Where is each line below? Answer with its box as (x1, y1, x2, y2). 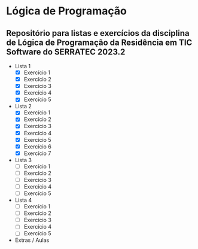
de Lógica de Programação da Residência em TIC (6, 37, 193, 47)
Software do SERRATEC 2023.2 (6, 47, 126, 57)
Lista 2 (14, 103, 32, 110)
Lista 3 (14, 156, 32, 163)
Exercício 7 (23, 150, 51, 157)
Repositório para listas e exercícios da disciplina (6, 28, 190, 38)
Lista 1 (14, 63, 31, 69)
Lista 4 (14, 196, 32, 204)
